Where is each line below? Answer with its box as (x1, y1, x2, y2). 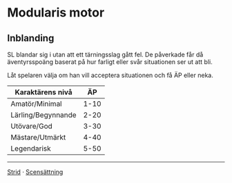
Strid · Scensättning (7, 168, 64, 176)
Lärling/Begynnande (10, 110, 77, 120)
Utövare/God (10, 122, 53, 131)
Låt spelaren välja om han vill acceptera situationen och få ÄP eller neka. (7, 71, 214, 79)
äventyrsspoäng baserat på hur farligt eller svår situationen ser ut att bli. (7, 58, 213, 66)
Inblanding (7, 32, 55, 44)
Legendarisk (10, 144, 52, 153)
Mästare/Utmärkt (10, 133, 66, 142)
